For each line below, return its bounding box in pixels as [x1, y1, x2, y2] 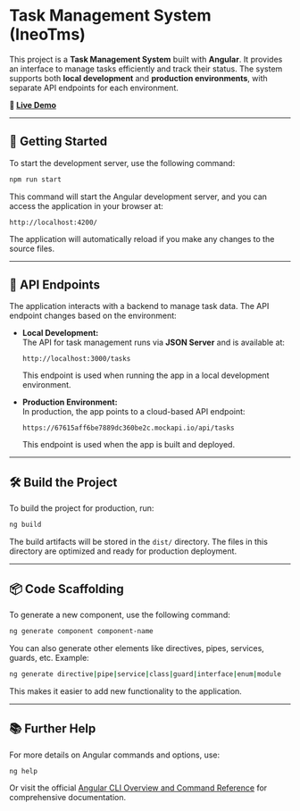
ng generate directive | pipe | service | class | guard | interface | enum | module [9, 669, 281, 679]
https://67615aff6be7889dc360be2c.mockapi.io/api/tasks [21, 423, 235, 433]
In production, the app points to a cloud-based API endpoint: [21, 406, 246, 417]
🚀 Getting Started [9, 134, 108, 149]
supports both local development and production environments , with [9, 72, 268, 83]
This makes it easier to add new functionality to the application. [9, 685, 243, 697]
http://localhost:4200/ [9, 218, 98, 227]
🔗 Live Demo [9, 99, 56, 110]
